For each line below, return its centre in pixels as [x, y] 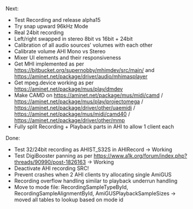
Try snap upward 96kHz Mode [51, 26]
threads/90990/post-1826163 [50, 162]
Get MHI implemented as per [49, 64]
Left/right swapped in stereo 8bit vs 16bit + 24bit [73, 39]
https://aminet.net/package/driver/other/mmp [69, 120]
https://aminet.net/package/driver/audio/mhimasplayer [81, 76]
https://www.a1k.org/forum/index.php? [140, 156]
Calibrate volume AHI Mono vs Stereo [60, 51]
